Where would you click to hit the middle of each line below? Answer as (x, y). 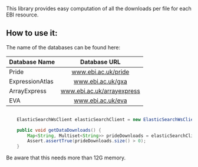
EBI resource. (22, 15)
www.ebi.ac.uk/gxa (100, 81)
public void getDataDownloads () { (59, 130)
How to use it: (32, 33)
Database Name (32, 62)
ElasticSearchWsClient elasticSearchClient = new (79, 119)
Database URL (100, 62)
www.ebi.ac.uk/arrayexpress (100, 91)
